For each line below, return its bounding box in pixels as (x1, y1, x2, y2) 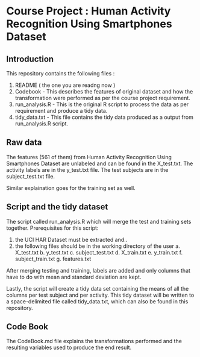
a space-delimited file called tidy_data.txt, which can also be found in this (6, 297, 189, 305)
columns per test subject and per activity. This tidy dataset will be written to (6, 291, 195, 299)
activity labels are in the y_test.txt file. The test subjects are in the (6, 166, 169, 173)
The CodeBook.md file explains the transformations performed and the (6, 338, 183, 345)
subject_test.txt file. (6, 172, 55, 180)
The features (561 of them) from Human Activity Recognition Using (6, 153, 172, 160)
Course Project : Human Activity (6, 4, 171, 18)
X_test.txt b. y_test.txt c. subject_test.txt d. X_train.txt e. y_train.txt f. (14, 248, 183, 256)
